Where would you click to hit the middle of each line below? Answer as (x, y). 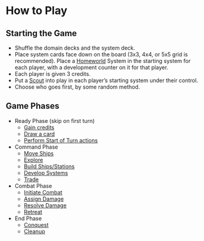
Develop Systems (46, 172)
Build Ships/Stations (49, 166)
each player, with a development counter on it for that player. (91, 67)
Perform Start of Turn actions (61, 140)
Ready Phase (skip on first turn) (55, 120)
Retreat (33, 212)
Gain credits (39, 127)
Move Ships (39, 153)
